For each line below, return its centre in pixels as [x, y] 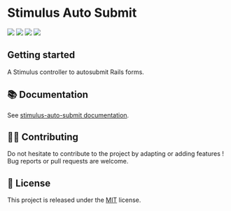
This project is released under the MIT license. [74, 200]
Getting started [41, 55]
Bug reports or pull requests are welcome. [68, 161]
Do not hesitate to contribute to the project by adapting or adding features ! [115, 154]
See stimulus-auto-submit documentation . [68, 115]
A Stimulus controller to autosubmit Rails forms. [76, 72]
